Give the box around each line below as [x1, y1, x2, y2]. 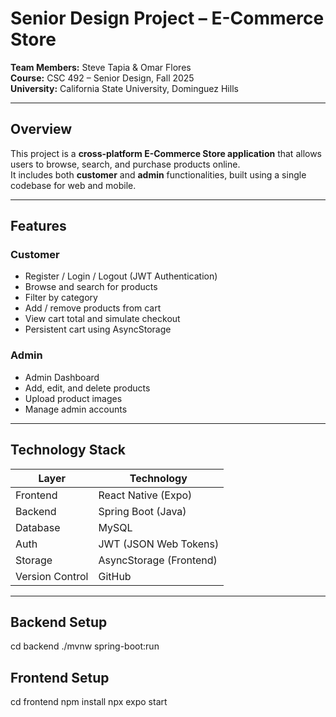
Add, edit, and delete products [24, 382, 151, 394]
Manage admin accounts [24, 403, 128, 415]
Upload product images [24, 392, 123, 404]
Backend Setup [10, 613, 108, 631]
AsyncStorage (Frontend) [98, 553, 218, 567]
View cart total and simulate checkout [24, 313, 181, 325]
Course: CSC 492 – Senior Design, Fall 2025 [10, 72, 195, 84]
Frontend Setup [10, 669, 110, 686]
